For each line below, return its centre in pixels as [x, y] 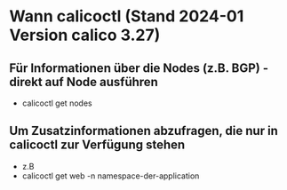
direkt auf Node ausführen [84, 82]
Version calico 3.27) [85, 35]
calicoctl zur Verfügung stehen [97, 145]
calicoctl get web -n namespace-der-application [111, 176]
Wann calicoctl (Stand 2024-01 [127, 16]
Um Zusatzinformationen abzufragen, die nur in [143, 131]
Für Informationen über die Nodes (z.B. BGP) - [139, 68]
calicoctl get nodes [57, 103]
